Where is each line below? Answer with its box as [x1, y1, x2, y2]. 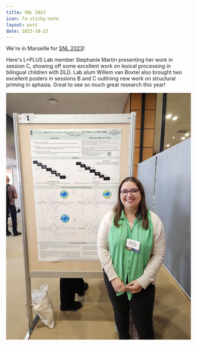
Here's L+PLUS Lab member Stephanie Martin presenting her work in [6, 56, 173, 63]
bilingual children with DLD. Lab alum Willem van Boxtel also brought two [6, 69, 182, 76]
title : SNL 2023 [6, 9, 46, 15]
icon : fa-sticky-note [6, 15, 59, 22]
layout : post [6, 22, 38, 28]
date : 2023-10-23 [6, 28, 49, 34]
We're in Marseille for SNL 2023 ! [6, 45, 85, 52]
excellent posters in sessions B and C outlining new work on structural [6, 75, 176, 82]
